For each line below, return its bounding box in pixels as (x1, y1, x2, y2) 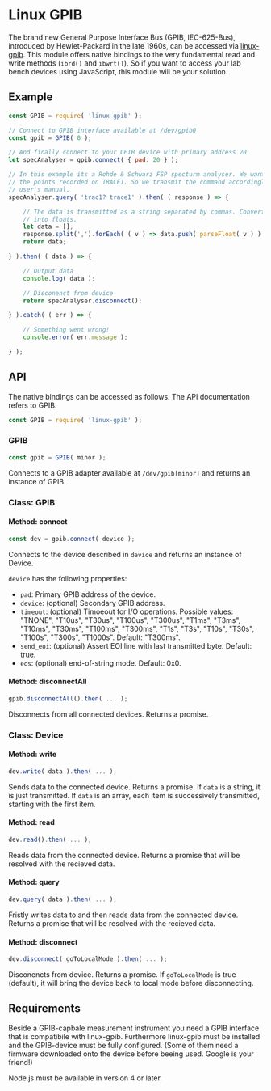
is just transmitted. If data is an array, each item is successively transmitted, (8, 790, 260, 800)
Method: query (8, 877, 60, 887)
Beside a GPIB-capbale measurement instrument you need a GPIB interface (8, 1023, 260, 1033)
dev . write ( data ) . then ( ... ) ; (8, 767, 117, 776)
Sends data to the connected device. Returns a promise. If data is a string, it (8, 782, 261, 792)
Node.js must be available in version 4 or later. (8, 1073, 163, 1083)
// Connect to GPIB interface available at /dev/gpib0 (8, 126, 197, 134)
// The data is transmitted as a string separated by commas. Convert (23, 208, 265, 216)
